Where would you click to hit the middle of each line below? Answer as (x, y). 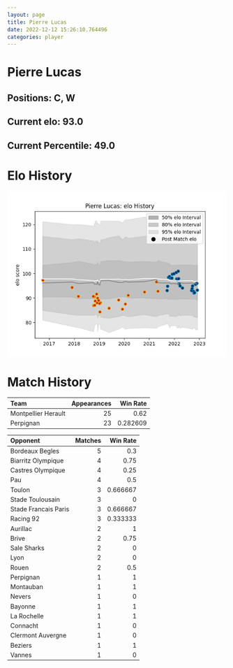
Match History (50, 382)
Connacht (24, 626)
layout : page (26, 15)
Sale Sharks (27, 548)
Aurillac (21, 528)
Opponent (25, 441)
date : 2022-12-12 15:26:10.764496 (58, 29)
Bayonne (23, 606)
